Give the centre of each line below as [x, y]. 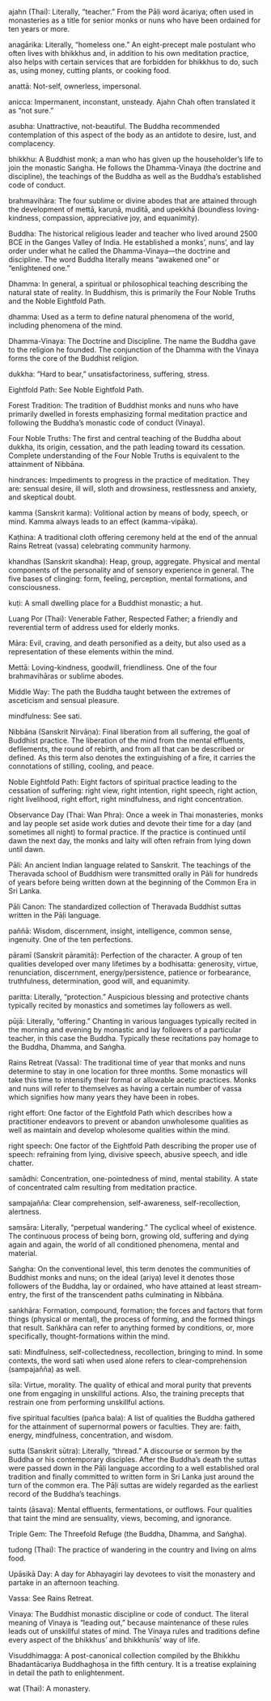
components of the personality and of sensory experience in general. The [131, 570]
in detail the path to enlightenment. [66, 1673]
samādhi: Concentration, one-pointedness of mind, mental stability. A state [133, 1178]
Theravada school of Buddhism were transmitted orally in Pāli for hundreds [133, 874]
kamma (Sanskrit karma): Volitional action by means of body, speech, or [128, 513]
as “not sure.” [31, 110]
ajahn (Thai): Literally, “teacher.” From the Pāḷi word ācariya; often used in [131, 12]
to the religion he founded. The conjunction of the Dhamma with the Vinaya [133, 349]
